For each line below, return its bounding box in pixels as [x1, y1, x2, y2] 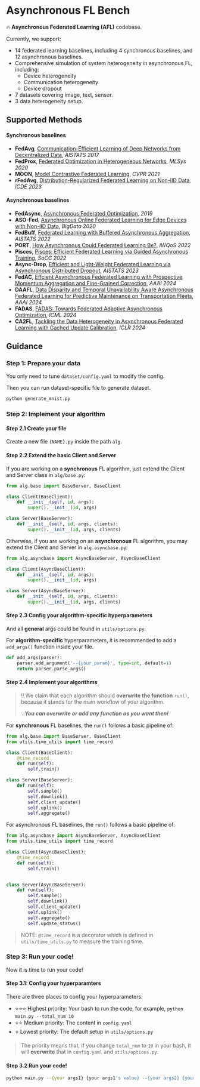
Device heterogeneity [23, 72, 77, 79]
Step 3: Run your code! [6, 953, 74, 961]
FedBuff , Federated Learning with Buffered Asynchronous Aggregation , [14, 229, 190, 236]
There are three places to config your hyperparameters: [6, 993, 143, 1000]
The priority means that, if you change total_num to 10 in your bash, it [20, 1042, 192, 1049]
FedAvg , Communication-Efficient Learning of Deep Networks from [14, 144, 181, 152]
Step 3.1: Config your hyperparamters [6, 980, 101, 987]
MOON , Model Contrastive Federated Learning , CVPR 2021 [14, 170, 160, 177]
